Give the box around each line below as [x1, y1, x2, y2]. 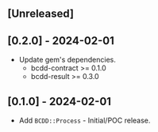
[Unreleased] [7, 7, 75, 21]
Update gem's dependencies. [18, 55, 117, 65]
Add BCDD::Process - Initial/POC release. [18, 115, 151, 126]
